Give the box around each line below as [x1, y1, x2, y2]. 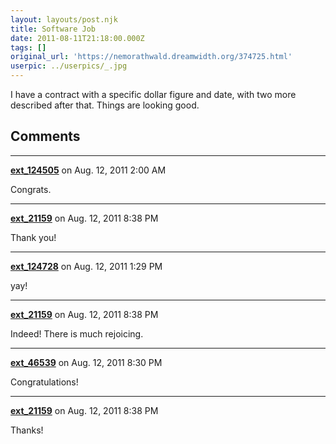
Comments [10, 128, 81, 145]
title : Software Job [10, 24, 97, 34]
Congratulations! [10, 376, 79, 388]
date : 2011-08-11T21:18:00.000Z [10, 33, 145, 43]
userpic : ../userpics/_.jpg [10, 61, 128, 71]
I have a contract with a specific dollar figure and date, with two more [10, 89, 297, 100]
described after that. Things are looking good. [10, 99, 200, 111]
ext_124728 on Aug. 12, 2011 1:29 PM [10, 260, 163, 272]
